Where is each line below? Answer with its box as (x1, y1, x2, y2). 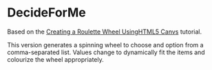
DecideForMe (7, 5, 86, 21)
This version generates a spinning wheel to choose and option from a (7, 40, 204, 49)
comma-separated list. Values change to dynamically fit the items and (7, 48, 205, 56)
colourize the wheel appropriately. (7, 55, 105, 63)
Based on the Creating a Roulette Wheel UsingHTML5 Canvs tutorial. (7, 27, 202, 36)
